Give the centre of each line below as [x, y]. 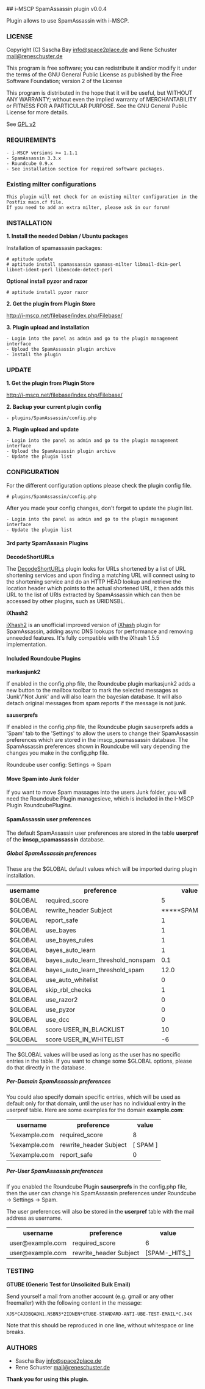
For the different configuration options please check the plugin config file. [99, 485]
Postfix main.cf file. [35, 202]
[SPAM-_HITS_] [168, 1253]
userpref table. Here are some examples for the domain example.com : [95, 1110]
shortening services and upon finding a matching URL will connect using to [101, 575]
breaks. [16, 1332]
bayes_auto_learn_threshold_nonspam [100, 960]
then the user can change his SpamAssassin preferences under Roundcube [101, 1193]
